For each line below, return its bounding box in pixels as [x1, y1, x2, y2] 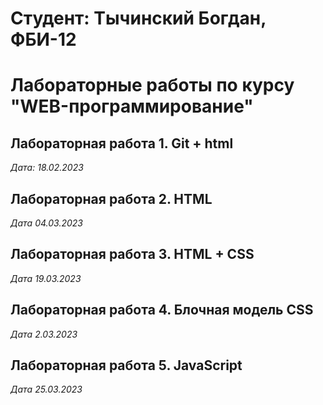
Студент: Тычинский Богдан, [10, 7, 267, 30]
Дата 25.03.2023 [10, 383, 83, 396]
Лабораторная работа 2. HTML [10, 190, 213, 207]
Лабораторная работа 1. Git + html [10, 135, 234, 152]
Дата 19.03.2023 [10, 272, 82, 284]
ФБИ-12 [10, 28, 77, 51]
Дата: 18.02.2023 [10, 162, 84, 174]
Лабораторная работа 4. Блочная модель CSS [10, 302, 314, 319]
